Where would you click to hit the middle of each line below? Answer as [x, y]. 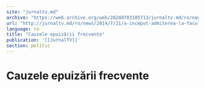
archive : [17, 18]
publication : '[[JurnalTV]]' [43, 40]
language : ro [23, 29]
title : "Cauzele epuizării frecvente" [56, 35]
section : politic [28, 46]
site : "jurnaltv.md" [33, 12]
